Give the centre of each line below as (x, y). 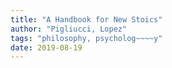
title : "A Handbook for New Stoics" (86, 19)
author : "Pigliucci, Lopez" (69, 29)
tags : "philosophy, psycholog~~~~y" (86, 38)
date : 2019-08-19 (46, 47)
